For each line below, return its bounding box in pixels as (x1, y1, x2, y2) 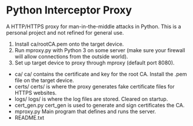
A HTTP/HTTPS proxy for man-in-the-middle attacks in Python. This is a (6, 23, 181, 30)
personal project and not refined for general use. (6, 29, 124, 36)
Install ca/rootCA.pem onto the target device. (14, 40, 124, 47)
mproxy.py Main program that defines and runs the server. (14, 108, 157, 115)
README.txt (14, 114, 45, 121)
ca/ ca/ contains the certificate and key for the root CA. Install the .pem (14, 70, 187, 77)
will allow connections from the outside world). (14, 53, 128, 60)
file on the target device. (14, 77, 75, 84)
